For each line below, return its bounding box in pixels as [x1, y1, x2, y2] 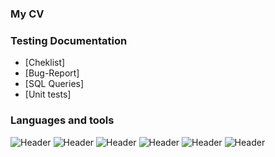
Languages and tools [10, 113, 115, 127]
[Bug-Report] [24, 67, 80, 79]
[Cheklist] [24, 57, 66, 69]
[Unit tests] [24, 88, 72, 101]
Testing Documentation [10, 33, 128, 47]
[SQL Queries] [24, 78, 85, 90]
